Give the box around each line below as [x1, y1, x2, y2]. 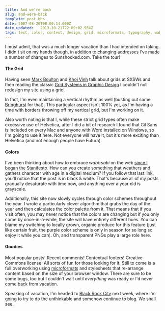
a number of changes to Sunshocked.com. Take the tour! [5, 54, 120, 60]
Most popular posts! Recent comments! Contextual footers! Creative [5, 255, 143, 261]
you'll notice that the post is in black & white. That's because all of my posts [5, 176, 159, 182]
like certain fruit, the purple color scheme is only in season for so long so [5, 227, 153, 233]
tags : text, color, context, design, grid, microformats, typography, [5, 30, 153, 35]
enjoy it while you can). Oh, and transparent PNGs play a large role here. [5, 233, 151, 238]
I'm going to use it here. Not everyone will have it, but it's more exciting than [5, 132, 159, 138]
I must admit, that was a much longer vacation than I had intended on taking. [5, 44, 160, 49]
